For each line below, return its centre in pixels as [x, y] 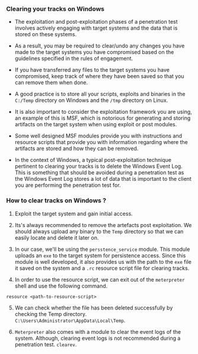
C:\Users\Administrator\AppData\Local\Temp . [70, 320]
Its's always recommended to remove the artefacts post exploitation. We [103, 225]
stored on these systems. [46, 34]
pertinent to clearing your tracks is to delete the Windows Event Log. [98, 166]
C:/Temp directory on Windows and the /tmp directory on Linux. [91, 100]
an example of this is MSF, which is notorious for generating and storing [103, 118]
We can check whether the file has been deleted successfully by [94, 308]
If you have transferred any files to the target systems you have [92, 70]
